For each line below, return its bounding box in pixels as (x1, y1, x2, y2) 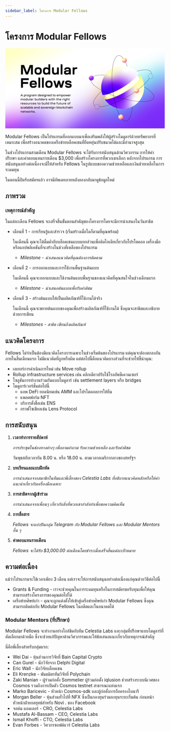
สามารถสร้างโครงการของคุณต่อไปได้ (12, 592, 72, 598)
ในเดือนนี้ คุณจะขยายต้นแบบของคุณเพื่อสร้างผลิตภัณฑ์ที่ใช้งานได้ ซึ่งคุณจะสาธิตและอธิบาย (12, 306, 160, 312)
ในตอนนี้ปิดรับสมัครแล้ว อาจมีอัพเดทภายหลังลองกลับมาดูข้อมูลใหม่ (5, 176, 115, 182)
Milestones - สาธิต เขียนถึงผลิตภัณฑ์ (20, 321, 86, 327)
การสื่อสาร (12, 511, 30, 517)
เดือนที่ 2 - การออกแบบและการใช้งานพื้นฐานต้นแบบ (12, 265, 99, 271)
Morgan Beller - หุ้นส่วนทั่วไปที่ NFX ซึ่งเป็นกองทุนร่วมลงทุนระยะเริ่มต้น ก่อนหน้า (12, 694, 154, 700)
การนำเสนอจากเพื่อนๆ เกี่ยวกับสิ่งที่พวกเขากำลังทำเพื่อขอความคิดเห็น (12, 501, 125, 507)
